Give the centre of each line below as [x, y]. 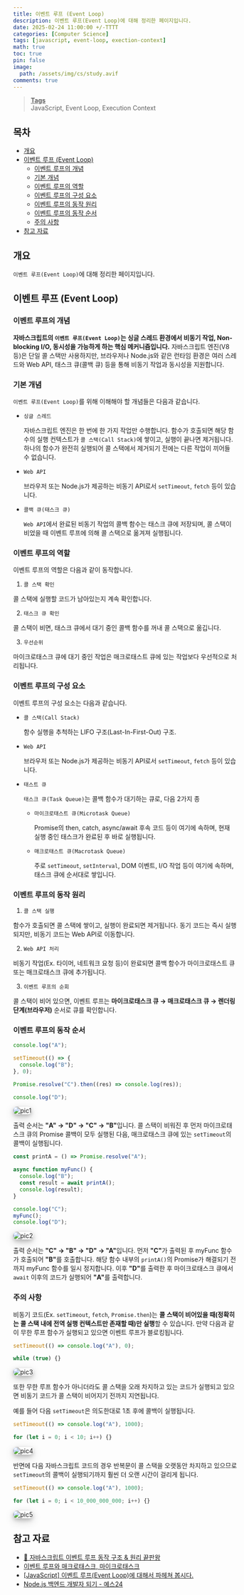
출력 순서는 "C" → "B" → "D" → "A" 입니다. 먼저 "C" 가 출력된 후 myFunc [116, 1251]
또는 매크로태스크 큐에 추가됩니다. [60, 972]
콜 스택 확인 [39, 585]
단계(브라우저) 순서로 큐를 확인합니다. [65, 1010]
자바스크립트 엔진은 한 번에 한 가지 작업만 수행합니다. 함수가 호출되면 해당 [125, 430]
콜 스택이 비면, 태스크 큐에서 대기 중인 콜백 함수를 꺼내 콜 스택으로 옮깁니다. [117, 628]
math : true [29, 47]
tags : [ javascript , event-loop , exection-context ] [90, 41]
